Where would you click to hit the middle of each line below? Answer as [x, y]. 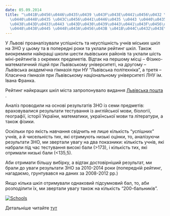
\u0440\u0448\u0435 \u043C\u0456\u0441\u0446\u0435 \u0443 [73, 19]
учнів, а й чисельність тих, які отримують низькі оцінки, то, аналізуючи [82, 137]
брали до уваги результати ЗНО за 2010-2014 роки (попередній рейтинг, [84, 168]
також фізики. [20, 122]
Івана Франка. [20, 81]
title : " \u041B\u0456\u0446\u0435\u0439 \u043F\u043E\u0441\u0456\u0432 [83, 15]
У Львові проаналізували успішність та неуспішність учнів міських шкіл [83, 43]
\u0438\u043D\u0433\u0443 [37, 24]
